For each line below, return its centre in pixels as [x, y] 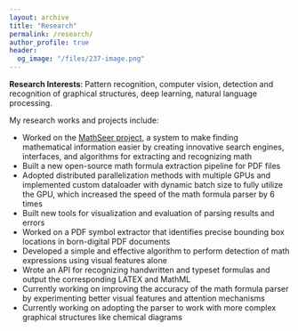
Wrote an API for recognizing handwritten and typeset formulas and [146, 270]
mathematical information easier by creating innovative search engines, [153, 147]
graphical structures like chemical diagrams [102, 317]
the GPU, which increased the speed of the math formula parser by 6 [149, 194]
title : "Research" [43, 26]
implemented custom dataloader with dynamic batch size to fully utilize [152, 185]
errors [33, 222]
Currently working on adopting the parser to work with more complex [149, 307]
